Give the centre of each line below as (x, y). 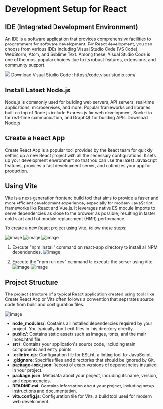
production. (17, 171)
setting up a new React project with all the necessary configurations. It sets (81, 155)
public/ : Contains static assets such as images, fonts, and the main (79, 334)
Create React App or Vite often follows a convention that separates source (80, 299)
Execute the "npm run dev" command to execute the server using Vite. (83, 262)
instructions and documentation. (45, 391)
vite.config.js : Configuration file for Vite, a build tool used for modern (82, 396)
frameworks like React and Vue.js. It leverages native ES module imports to (80, 208)
